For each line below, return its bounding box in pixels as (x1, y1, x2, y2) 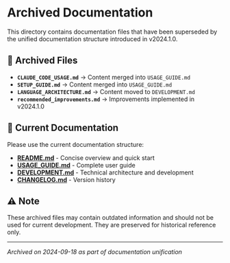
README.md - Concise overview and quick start (16, 153, 155, 162)
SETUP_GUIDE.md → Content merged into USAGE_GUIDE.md (16, 80, 172, 89)
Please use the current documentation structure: (7, 140, 144, 148)
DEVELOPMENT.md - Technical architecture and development (16, 168, 194, 176)
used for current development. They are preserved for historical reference (7, 221, 216, 229)
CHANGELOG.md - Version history (16, 175, 116, 183)
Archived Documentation (7, 5, 153, 21)
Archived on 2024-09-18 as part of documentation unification (7, 248, 183, 256)
